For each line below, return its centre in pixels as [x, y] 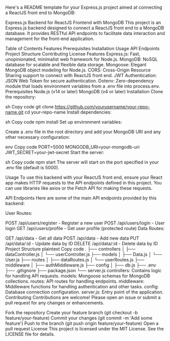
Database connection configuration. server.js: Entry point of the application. [84, 292]
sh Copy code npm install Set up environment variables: [64, 122]
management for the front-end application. [50, 39]
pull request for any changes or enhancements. [55, 303]
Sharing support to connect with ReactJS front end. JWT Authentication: [81, 75]
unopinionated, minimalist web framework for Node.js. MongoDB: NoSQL [82, 59]
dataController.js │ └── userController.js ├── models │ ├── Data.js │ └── [84, 254]
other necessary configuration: [38, 137]
